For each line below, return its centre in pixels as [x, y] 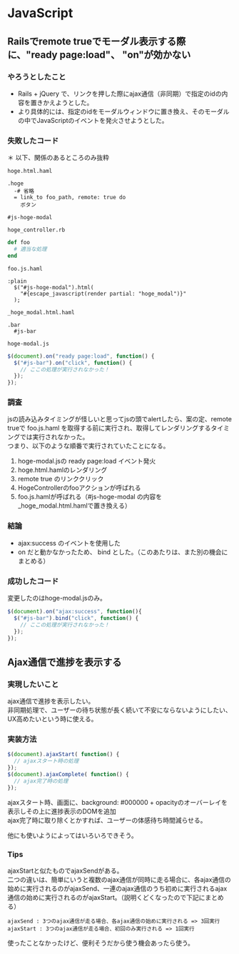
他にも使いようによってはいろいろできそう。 [72, 835]
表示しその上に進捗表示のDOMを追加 [62, 811]
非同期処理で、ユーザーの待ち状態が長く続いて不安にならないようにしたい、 [119, 710]
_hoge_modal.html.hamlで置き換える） [74, 506]
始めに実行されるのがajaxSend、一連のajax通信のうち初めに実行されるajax [117, 888]
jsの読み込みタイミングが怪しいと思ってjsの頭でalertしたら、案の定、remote [119, 419]
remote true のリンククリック [61, 479]
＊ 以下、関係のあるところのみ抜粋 [58, 158]
